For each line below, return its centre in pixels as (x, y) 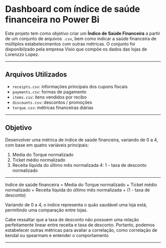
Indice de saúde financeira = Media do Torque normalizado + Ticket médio (81, 185)
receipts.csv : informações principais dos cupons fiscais (70, 86)
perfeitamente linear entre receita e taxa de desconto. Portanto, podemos (80, 225)
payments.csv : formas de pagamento (49, 92)
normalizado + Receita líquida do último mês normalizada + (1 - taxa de (78, 190)
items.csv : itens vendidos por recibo (49, 97)
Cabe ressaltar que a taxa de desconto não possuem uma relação (72, 219)
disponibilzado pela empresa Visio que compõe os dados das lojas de (76, 49)
